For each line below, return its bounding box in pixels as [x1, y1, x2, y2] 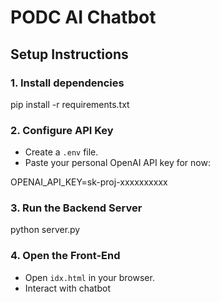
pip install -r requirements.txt [10, 98, 130, 110]
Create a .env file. [24, 146, 99, 158]
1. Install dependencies [10, 76, 125, 90]
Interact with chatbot [24, 282, 111, 294]
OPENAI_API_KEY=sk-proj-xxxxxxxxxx [10, 176, 168, 188]
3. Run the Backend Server [10, 201, 143, 215]
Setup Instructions [10, 46, 129, 63]
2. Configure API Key [10, 123, 114, 137]
